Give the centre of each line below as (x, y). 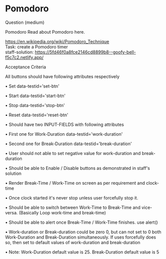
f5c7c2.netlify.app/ (24, 57)
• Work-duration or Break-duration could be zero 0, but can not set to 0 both (83, 232)
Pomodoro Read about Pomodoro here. (45, 32)
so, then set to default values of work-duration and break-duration (73, 242)
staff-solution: (19, 52)
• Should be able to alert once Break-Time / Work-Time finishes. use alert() (82, 222)
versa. (12, 212)
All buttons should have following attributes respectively (62, 76)
